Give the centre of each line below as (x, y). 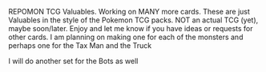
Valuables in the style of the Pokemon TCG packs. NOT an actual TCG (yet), (133, 20)
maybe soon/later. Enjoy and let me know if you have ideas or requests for (131, 28)
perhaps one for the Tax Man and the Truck (80, 46)
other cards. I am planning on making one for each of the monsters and (126, 37)
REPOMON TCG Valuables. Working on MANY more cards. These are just (129, 12)
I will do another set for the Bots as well (73, 61)
